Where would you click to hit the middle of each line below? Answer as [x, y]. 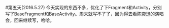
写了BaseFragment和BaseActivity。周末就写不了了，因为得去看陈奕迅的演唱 [84, 14]
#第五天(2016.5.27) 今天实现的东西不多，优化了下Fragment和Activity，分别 [84, 7]
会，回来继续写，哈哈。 [30, 20]
